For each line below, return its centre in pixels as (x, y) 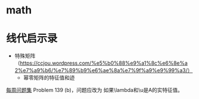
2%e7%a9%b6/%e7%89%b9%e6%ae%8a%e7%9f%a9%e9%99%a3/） (104, 70)
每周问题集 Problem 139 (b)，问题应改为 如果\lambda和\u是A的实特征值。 (95, 90)
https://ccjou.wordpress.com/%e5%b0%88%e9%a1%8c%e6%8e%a (104, 63)
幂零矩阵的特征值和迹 (49, 78)
